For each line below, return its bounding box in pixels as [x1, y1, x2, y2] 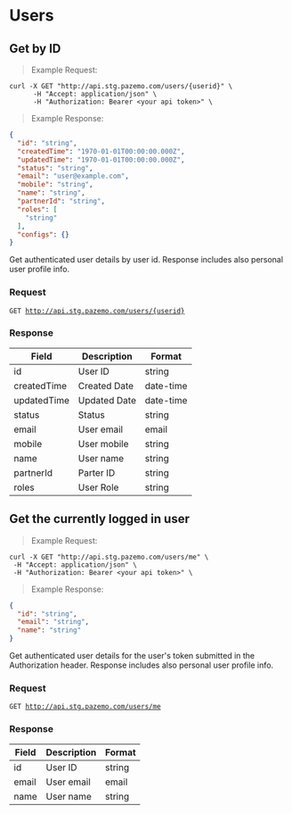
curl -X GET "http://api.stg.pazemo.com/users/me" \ [9, 552, 209, 561]
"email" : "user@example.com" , [17, 171, 129, 181]
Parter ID [77, 466, 116, 478]
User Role [77, 481, 119, 494]
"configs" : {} [17, 229, 69, 239]
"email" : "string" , [17, 618, 90, 627]
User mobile [77, 437, 129, 450]
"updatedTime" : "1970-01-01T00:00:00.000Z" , [17, 155, 185, 164]
